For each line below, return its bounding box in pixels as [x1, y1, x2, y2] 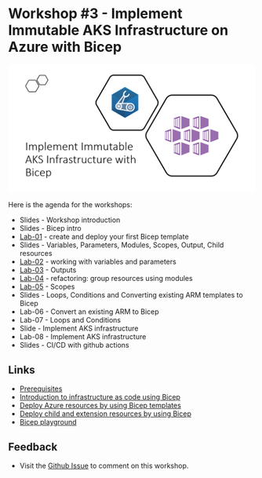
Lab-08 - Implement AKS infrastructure [19, 332, 147, 341]
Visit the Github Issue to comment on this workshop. [19, 461, 189, 470]
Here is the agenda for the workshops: [8, 200, 133, 210]
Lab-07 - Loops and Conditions [19, 316, 122, 325]
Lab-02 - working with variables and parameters [19, 257, 176, 267]
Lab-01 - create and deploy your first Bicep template [19, 232, 190, 242]
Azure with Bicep [8, 38, 122, 56]
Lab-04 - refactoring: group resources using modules [19, 274, 194, 283]
